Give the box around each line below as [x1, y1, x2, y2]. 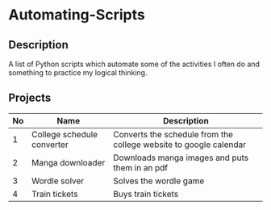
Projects [8, 91, 52, 105]
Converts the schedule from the [112, 128, 234, 140]
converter [31, 139, 69, 150]
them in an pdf [112, 162, 168, 173]
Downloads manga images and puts [112, 152, 248, 163]
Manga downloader [31, 157, 106, 168]
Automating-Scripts [8, 6, 145, 24]
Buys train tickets [112, 188, 179, 199]
